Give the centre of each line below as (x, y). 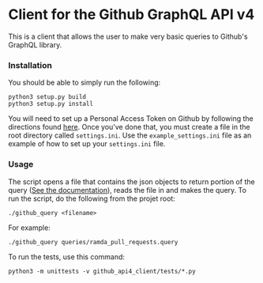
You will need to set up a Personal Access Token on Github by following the (131, 119)
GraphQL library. (35, 44)
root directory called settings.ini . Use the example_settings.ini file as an (130, 135)
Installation (30, 65)
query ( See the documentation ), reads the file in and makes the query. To (128, 190)
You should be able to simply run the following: (85, 83)
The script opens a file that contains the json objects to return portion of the (131, 181)
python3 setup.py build (47, 97)
